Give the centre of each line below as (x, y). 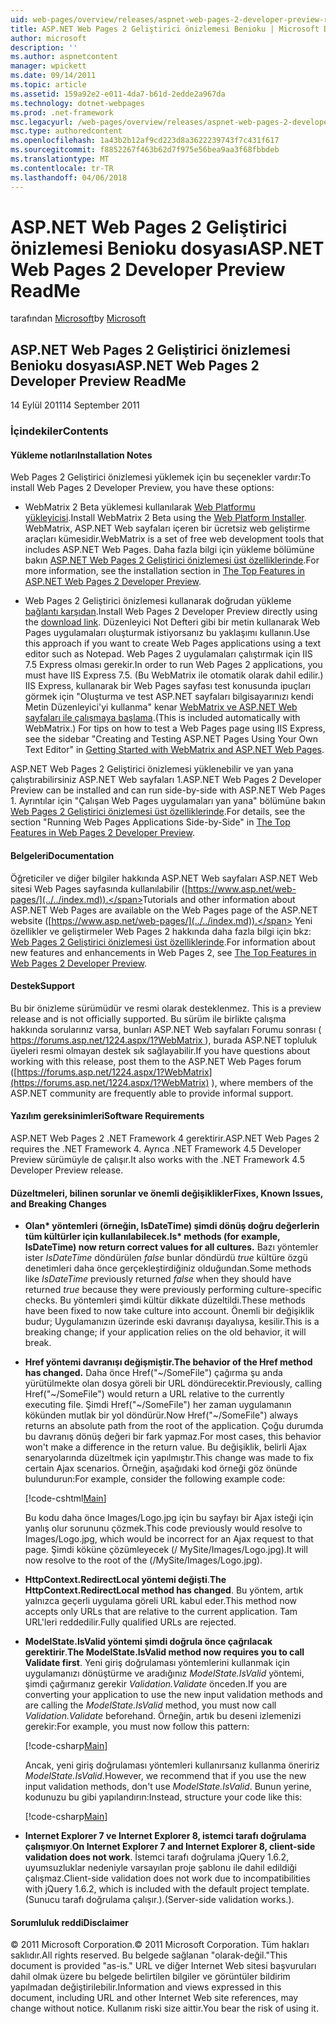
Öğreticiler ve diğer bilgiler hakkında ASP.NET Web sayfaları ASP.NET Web (164, 878)
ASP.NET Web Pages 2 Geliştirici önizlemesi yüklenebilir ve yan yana (152, 769)
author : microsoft (48, 38)
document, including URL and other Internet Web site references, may (154, 1998)
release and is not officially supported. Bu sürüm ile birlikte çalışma (148, 1018)
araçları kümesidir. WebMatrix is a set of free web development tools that (174, 539)
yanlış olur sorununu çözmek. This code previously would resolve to (163, 1528)
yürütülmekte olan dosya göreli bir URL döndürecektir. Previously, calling (173, 1383)
